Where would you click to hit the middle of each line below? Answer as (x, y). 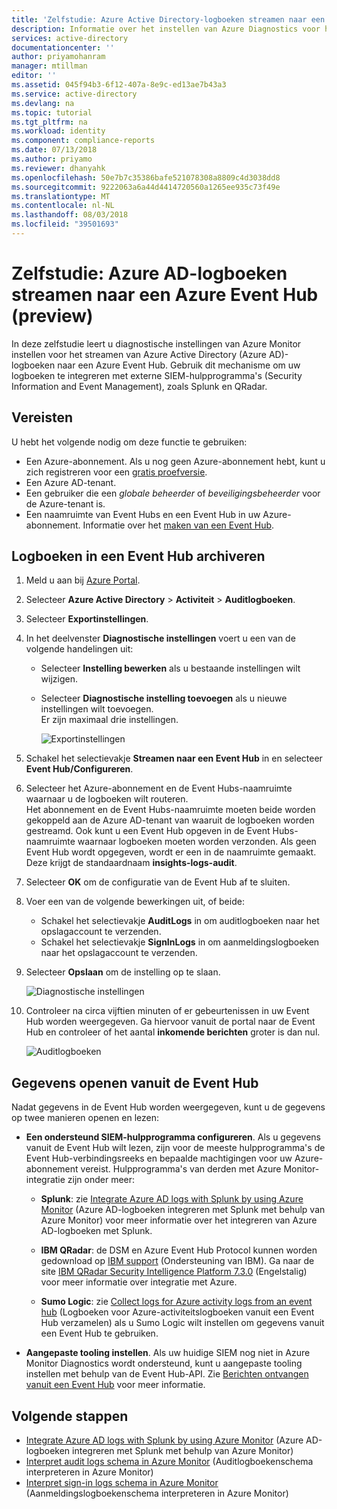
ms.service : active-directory (74, 94)
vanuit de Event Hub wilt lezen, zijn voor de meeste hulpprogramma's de (175, 1148)
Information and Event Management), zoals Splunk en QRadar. (139, 386)
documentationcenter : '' (63, 47)
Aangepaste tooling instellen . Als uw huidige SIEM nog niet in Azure (168, 1353)
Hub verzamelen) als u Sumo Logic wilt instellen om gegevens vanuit (182, 1323)
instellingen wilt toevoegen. (97, 709)
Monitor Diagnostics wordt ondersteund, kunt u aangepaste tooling (164, 1363)
